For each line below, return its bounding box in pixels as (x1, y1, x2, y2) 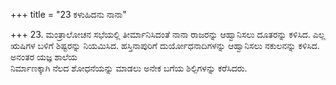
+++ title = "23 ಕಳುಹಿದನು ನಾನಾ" (10, 9, 127, 20)
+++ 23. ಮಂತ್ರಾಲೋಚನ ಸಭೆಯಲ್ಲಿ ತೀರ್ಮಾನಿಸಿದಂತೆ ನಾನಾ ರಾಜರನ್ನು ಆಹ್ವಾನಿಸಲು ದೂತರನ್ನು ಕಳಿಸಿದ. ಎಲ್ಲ (10, 29, 326, 40)
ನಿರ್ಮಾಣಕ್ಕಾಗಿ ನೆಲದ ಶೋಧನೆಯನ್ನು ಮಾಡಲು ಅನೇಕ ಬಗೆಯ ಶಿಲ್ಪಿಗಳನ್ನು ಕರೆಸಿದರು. (10, 62, 248, 74)
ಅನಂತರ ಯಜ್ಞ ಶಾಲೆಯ (10, 51, 78, 63)
